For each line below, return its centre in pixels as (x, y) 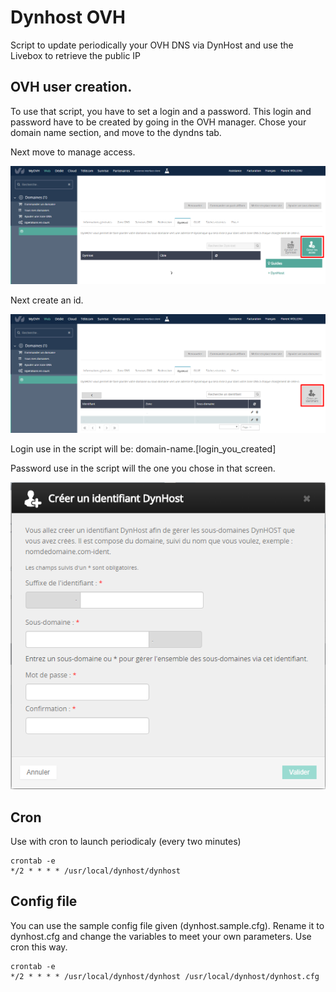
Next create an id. (47, 300)
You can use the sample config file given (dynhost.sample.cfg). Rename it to (167, 925)
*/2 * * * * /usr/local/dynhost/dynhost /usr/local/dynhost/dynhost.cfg (165, 976)
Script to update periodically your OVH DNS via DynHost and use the (152, 45)
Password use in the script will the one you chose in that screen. (143, 468)
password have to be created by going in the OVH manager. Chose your (158, 122)
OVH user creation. (71, 87)
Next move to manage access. (73, 152)
